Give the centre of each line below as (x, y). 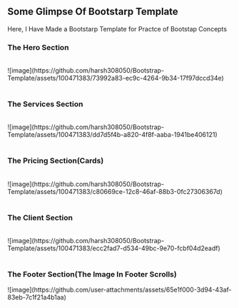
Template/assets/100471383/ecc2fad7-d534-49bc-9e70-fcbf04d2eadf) (114, 248)
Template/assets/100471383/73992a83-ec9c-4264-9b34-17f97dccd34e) (116, 78)
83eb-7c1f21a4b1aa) (37, 297)
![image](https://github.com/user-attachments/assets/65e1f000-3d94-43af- (119, 290)
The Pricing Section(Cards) (56, 161)
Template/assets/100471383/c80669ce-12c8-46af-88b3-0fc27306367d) (115, 191)
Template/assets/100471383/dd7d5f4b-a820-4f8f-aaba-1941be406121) (112, 135)
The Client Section (40, 217)
